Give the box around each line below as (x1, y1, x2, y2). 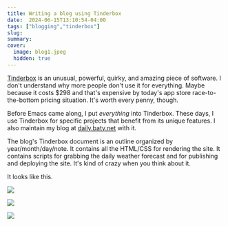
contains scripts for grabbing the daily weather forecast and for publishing (7, 152, 218, 160)
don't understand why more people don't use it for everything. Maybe (7, 81, 205, 90)
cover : (7, 42, 26, 49)
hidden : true (13, 55, 51, 62)
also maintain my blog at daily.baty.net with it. (7, 123, 136, 132)
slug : (7, 29, 23, 37)
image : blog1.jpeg (13, 49, 67, 56)
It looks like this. (7, 172, 53, 181)
